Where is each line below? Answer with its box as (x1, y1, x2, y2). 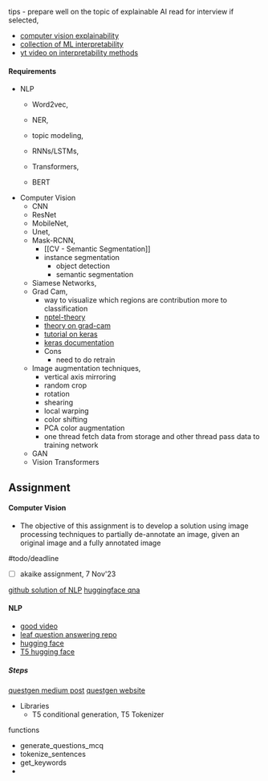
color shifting (43, 415, 88, 425)
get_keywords (19, 758, 67, 767)
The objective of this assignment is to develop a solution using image (19, 521, 249, 531)
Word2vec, (31, 100, 69, 109)
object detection (55, 261, 111, 271)
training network (43, 441, 99, 450)
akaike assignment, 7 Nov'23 (19, 569, 116, 579)
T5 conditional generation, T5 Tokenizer (31, 710, 164, 719)
